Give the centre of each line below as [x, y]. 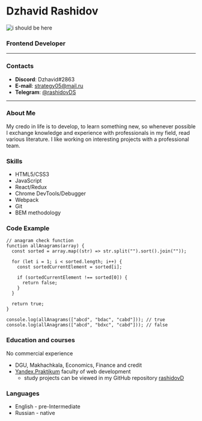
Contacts [20, 66]
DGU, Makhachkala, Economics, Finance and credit [78, 365]
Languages [23, 393]
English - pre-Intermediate [48, 407]
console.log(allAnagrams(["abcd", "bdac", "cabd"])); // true [86, 320]
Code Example [28, 228]
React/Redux [31, 187]
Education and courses [41, 340]
